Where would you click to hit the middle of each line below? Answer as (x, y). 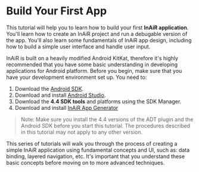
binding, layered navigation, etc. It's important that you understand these (96, 156)
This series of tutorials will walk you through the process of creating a (92, 143)
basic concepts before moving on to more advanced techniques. (85, 162)
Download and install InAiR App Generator (66, 107)
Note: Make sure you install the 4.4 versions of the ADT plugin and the (107, 119)
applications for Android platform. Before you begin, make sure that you (94, 70)
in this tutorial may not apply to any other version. (82, 132)
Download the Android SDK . (49, 88)
